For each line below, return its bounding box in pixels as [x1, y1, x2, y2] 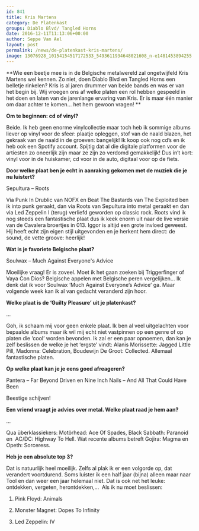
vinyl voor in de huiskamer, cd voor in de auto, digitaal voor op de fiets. [6, 155, 179, 162]
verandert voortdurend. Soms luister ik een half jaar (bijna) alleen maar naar [6, 470, 191, 478]
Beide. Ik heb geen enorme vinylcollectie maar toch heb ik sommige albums [6, 124, 191, 131]
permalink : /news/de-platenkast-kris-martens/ [6, 48, 123, 53]
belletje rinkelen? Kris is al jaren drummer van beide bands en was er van [6, 81, 185, 89]
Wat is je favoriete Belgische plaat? [6, 245, 95, 252]
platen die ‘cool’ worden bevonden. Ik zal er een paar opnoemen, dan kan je [6, 334, 191, 342]
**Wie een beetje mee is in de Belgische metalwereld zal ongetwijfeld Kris [6, 69, 188, 76]
